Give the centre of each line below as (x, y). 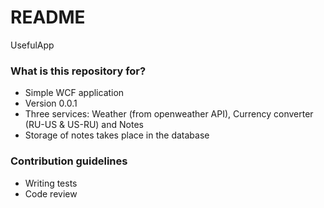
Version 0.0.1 (51, 103)
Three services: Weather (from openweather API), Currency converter (169, 114)
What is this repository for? (78, 71)
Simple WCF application (74, 93)
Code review (51, 193)
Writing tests (51, 183)
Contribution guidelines (69, 161)
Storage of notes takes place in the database (117, 135)
